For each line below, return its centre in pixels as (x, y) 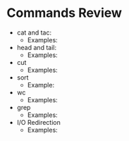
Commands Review (64, 13)
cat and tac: (34, 32)
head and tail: (37, 47)
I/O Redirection (39, 122)
